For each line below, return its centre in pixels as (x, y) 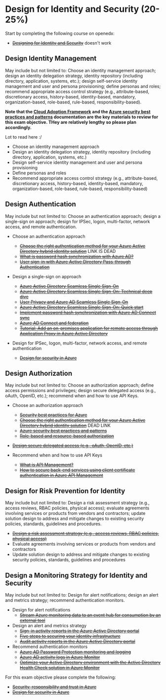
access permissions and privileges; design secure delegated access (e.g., (81, 391)
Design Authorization (39, 373)
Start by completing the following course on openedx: (60, 33)
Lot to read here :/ (23, 137)
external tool (32, 620)
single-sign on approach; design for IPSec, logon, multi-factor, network (78, 221)
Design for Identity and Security (72, 9)
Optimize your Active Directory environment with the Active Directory (90, 662)
